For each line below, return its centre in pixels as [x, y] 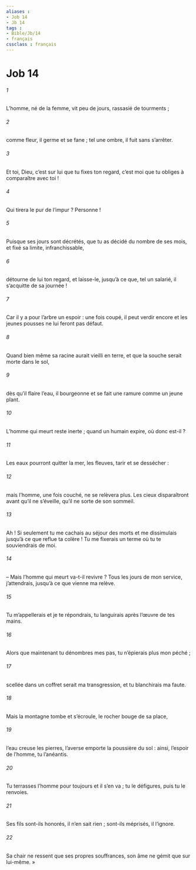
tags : [14, 28]
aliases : [18, 11]
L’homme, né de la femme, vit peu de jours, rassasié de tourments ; [88, 108]
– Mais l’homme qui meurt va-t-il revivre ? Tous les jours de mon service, [94, 577]
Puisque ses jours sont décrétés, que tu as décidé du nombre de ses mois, [97, 241]
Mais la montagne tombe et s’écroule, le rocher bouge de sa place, [87, 716]
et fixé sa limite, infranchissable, [45, 248]
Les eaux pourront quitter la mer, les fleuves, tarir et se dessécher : [88, 463]
